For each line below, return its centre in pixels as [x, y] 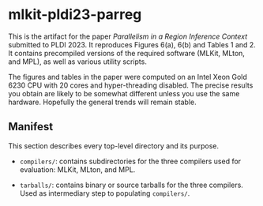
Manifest [31, 127]
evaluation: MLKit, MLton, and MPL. [77, 169]
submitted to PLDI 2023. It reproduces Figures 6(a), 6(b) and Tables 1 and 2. [132, 44]
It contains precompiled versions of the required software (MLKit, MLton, [126, 53]
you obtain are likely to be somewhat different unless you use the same [124, 93]
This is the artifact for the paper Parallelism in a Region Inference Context [128, 36]
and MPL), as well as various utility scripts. [78, 62]
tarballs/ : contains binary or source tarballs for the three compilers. [131, 185]
